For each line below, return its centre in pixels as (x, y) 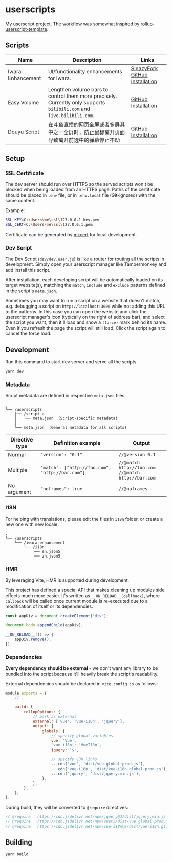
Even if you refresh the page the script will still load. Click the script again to (85, 328)
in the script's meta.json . (31, 291)
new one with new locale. (32, 524)
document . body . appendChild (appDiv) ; (44, 625)
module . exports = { (26, 693)
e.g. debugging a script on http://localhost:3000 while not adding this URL (85, 306)
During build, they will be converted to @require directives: (67, 808)
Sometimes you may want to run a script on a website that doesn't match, (83, 301)
